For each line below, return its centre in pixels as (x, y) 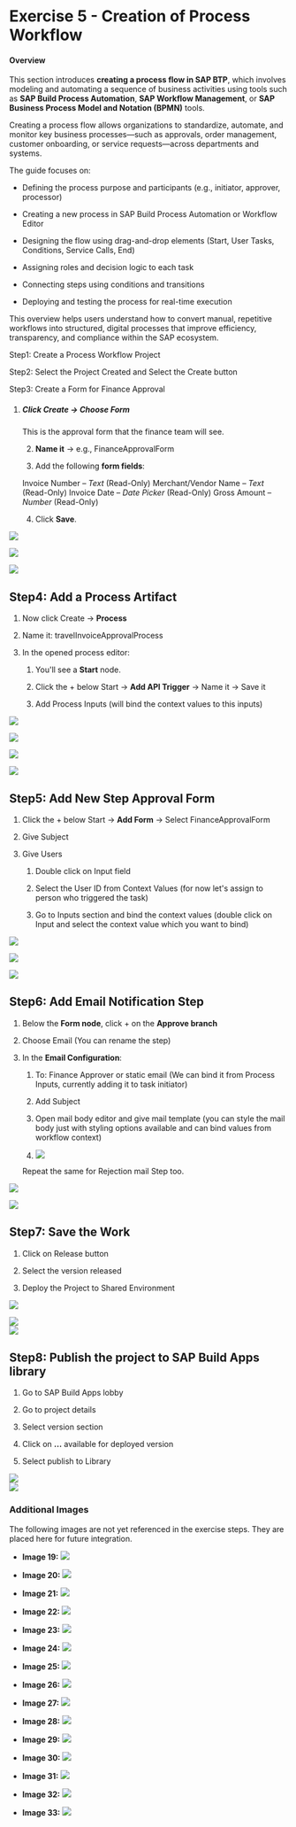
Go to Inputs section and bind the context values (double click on (153, 915)
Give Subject (45, 836)
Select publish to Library (66, 1461)
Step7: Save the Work (70, 1232)
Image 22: (41, 1611)
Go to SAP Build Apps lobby (72, 1393)
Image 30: (41, 1757)
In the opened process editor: (76, 653)
